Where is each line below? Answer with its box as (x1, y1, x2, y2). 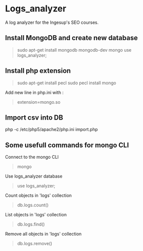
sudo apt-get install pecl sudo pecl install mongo (17, 80, 116, 86)
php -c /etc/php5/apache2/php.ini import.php (5, 126, 98, 132)
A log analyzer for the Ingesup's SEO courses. (5, 19, 99, 25)
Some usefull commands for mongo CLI (5, 141, 129, 149)
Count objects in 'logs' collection (5, 192, 72, 198)
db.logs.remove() (17, 241, 53, 247)
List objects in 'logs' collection (5, 212, 67, 218)
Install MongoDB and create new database (5, 34, 138, 42)
